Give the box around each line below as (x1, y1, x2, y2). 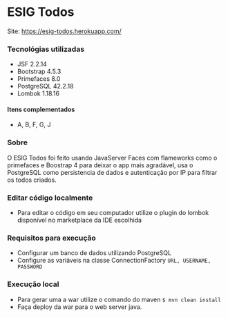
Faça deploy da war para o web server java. (17, 302, 142, 311)
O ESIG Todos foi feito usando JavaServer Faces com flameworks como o (7, 153, 218, 162)
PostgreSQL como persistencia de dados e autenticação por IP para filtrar (7, 168, 218, 176)
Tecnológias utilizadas (7, 44, 85, 54)
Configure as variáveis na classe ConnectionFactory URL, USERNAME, (17, 256, 211, 265)
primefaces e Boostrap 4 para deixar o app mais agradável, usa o (7, 160, 193, 169)
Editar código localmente (7, 193, 93, 203)
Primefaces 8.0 (17, 75, 61, 83)
